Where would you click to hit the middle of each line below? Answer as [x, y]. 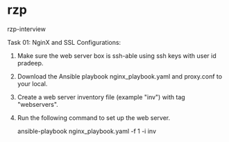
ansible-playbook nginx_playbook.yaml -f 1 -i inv [87, 131]
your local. [32, 83]
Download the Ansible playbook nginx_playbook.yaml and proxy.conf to [120, 76]
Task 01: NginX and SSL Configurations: [64, 42]
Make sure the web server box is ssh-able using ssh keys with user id [117, 55]
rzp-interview [27, 29]
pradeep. [30, 63]
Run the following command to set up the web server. [94, 118]
